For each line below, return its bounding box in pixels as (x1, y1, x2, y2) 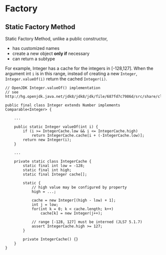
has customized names (12, 45, 60, 51)
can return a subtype (12, 56, 55, 62)
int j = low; (31, 202, 58, 207)
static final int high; (23, 168, 72, 172)
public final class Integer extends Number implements (5, 103, 121, 108)
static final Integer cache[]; (23, 172, 87, 177)
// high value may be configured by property (31, 185, 127, 190)
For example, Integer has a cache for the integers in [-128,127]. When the (5, 65, 154, 71)
